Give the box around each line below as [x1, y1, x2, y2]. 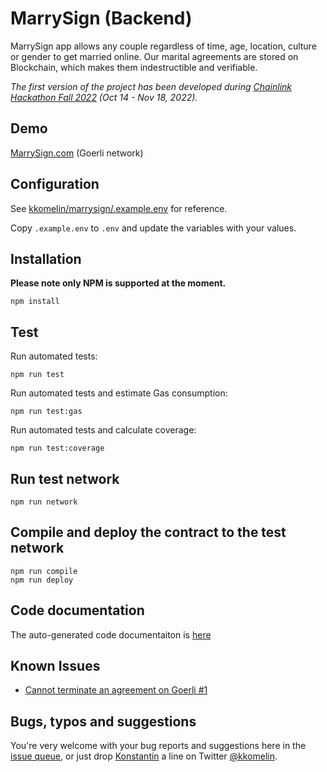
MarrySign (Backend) [10, 7, 193, 30]
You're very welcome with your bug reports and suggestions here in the [10, 740, 307, 752]
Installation [10, 250, 82, 267]
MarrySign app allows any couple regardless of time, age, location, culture [10, 40, 317, 52]
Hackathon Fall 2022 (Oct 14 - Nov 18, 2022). [10, 91, 198, 103]
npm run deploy [10, 575, 74, 585]
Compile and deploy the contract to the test [10, 524, 287, 541]
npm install [10, 297, 60, 307]
